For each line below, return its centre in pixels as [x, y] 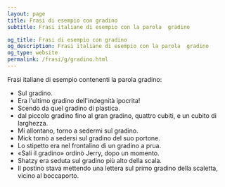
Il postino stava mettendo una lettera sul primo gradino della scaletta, [117, 168]
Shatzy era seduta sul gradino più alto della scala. [89, 160]
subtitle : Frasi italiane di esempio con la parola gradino [99, 27]
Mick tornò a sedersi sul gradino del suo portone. [89, 138]
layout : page [26, 14]
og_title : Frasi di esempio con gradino [67, 40]
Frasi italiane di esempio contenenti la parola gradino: [85, 79]
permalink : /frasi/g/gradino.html [58, 60]
